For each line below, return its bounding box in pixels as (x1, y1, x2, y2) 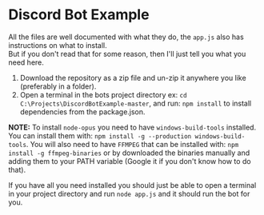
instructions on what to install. (8, 40, 108, 50)
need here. (8, 58, 44, 67)
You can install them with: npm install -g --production (8, 130, 192, 141)
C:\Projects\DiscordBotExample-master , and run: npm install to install (19, 98, 252, 108)
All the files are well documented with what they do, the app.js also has (8, 32, 244, 42)
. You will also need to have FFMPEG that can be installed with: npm (26, 139, 239, 149)
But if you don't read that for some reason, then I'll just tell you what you (8, 49, 246, 58)
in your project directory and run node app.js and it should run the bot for (8, 189, 250, 198)
